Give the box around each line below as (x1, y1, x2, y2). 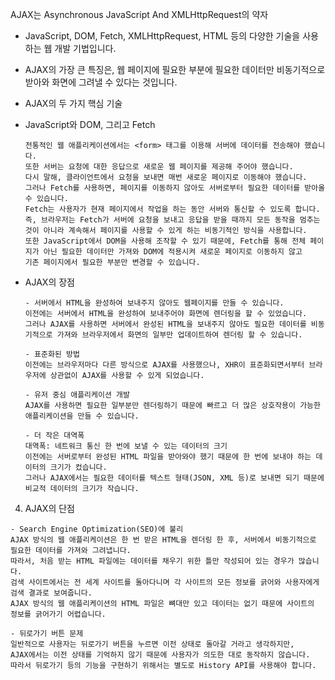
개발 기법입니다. (54, 43, 117, 54)
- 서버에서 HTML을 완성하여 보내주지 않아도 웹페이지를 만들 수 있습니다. (24, 298, 285, 308)
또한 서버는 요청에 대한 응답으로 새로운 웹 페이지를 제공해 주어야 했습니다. (24, 162, 294, 172)
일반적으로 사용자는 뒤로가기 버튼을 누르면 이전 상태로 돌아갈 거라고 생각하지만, (10, 639, 295, 649)
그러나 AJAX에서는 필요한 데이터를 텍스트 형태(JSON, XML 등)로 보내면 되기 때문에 (24, 473, 325, 483)
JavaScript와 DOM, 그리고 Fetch (24, 119, 156, 130)
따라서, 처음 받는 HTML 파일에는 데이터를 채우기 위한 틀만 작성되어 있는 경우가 (10, 556, 295, 566)
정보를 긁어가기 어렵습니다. (10, 609, 107, 619)
